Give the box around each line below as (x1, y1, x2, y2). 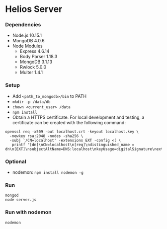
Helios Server (5, 3, 63, 15)
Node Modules (12, 43, 43, 49)
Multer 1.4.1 (19, 70, 43, 76)
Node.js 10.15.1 (12, 32, 42, 38)
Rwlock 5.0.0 (19, 64, 47, 70)
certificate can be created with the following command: (12, 119, 126, 125)
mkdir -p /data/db (12, 99, 51, 104)
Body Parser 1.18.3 (19, 54, 58, 60)
